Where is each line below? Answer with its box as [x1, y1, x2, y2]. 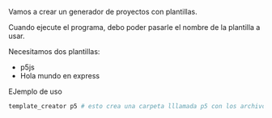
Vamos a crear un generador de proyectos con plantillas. [8, 7, 198, 16]
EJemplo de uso [8, 86, 62, 96]
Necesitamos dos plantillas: [8, 47, 100, 56]
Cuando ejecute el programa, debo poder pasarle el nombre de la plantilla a [8, 23, 261, 32]
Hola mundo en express [19, 71, 100, 80]
